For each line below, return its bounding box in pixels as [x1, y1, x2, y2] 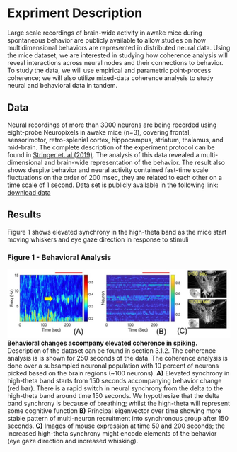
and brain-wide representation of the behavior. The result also [44, 158, 225, 166]
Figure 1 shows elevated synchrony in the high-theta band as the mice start [7, 227, 227, 236]
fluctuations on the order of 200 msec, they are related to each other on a [7, 173, 223, 181]
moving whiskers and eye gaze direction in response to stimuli [7, 235, 189, 244]
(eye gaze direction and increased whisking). [7, 437, 139, 446]
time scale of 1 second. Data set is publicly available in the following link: [7, 181, 219, 189]
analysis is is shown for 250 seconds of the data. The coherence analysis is [7, 354, 228, 363]
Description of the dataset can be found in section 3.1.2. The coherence [7, 346, 216, 355]
